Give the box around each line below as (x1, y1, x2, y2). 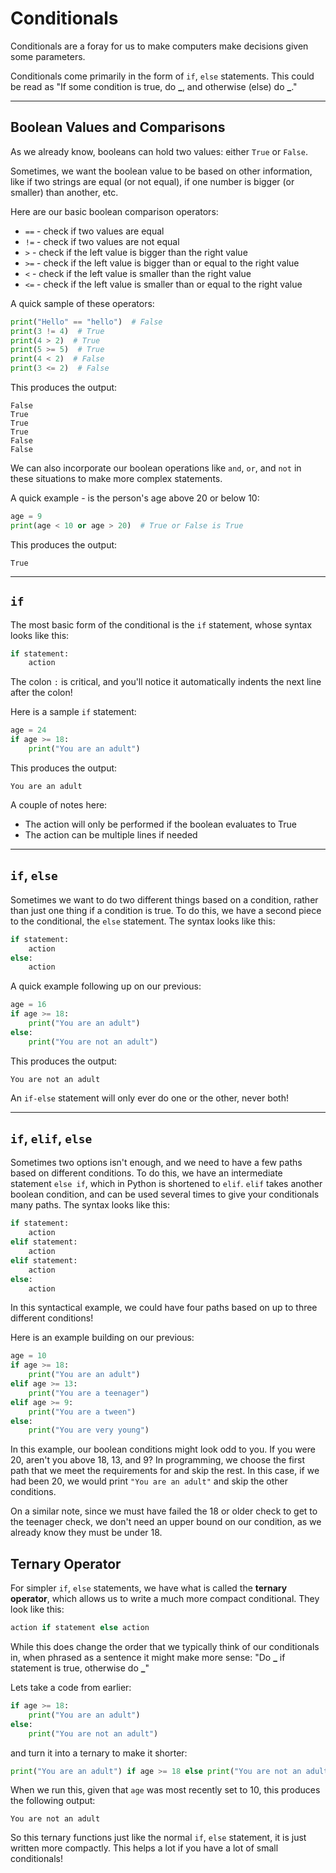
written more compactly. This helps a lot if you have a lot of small (10, 1842, 279, 1854)
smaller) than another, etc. (10, 186, 119, 198)
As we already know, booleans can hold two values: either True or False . (10, 145, 308, 157)
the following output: (10, 1795, 96, 1807)
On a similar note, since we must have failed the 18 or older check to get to (10, 1505, 318, 1517)
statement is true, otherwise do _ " (10, 1662, 150, 1674)
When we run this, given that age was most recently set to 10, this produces (10, 1784, 321, 1796)
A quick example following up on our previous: (10, 980, 202, 992)
